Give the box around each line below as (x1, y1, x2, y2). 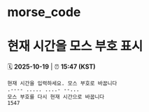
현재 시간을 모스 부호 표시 (7, 38, 143, 55)
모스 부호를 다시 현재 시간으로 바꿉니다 (7, 94, 105, 101)
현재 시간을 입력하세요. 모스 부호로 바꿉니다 (7, 80, 118, 87)
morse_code (7, 4, 81, 20)
